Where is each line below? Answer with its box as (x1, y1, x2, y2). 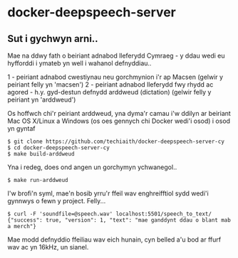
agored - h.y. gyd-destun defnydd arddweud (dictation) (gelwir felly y (7, 88, 212, 96)
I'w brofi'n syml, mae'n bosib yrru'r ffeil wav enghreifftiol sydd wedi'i (7, 189, 209, 198)
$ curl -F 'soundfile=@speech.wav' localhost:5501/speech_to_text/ (7, 210, 212, 217)
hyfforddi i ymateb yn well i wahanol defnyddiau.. (7, 59, 152, 68)
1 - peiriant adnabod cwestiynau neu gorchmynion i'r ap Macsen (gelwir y (7, 72, 223, 81)
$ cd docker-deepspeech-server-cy (7, 144, 110, 151)
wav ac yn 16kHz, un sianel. (7, 243, 89, 251)
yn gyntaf (7, 124, 36, 132)
